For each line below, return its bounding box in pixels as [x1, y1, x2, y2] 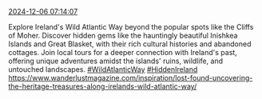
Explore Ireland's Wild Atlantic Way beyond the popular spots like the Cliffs [8, 22, 254, 31]
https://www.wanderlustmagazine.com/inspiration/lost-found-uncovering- [8, 73, 253, 82]
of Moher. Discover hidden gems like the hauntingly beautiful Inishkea [8, 31, 238, 40]
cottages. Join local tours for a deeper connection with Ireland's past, [8, 48, 237, 57]
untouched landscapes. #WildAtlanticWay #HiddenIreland [8, 65, 198, 74]
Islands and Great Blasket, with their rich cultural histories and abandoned [8, 39, 252, 49]
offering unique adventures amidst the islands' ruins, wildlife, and [8, 56, 224, 65]
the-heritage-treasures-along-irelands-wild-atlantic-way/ [8, 81, 197, 91]
